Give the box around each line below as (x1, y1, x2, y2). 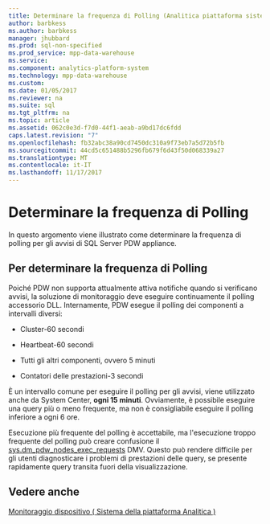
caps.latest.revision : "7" (8, 131, 99, 139)
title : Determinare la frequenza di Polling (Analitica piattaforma (8, 11, 243, 20)
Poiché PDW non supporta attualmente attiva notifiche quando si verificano (8, 283, 258, 293)
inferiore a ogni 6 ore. (8, 411, 80, 422)
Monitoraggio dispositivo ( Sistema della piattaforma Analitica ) (8, 506, 216, 516)
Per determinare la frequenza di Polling (8, 262, 208, 276)
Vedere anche (8, 485, 80, 499)
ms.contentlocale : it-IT (8, 162, 92, 170)
